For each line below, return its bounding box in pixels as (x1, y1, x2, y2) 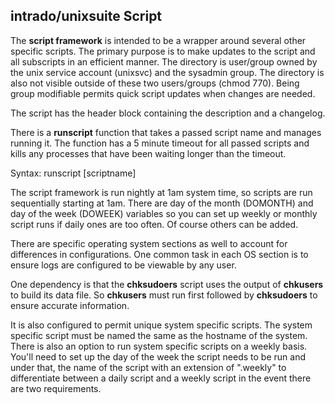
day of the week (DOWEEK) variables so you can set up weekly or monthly (10, 207, 318, 219)
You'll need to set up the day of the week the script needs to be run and (10, 350, 307, 363)
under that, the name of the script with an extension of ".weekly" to (10, 361, 287, 373)
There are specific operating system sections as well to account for (10, 237, 288, 249)
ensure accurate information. (10, 299, 130, 311)
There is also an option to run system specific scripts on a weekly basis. (10, 340, 308, 352)
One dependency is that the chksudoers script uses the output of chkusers (10, 278, 324, 290)
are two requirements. (10, 382, 102, 394)
